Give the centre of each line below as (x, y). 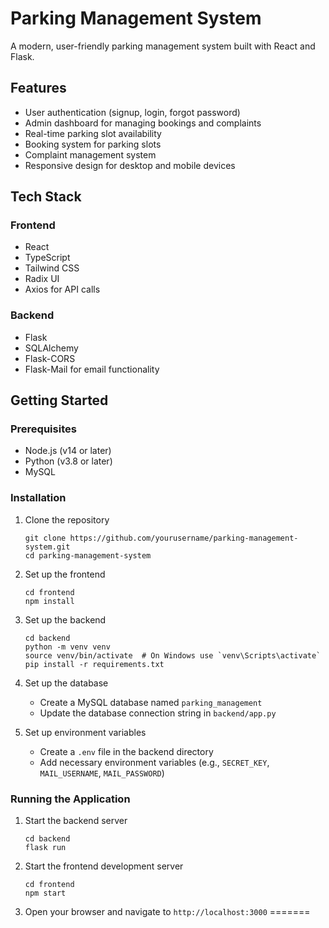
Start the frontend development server (104, 866)
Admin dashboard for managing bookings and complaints (143, 123)
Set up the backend (65, 619)
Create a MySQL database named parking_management (151, 702)
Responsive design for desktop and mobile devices (130, 165)
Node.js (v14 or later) (68, 451)
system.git (47, 547)
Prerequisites (43, 429)
